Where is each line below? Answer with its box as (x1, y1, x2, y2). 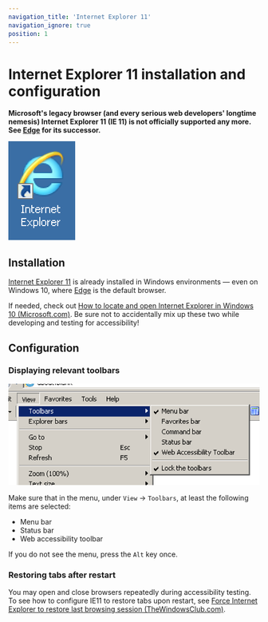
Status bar (19, 525, 54, 535)
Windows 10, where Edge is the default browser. (8, 286, 167, 295)
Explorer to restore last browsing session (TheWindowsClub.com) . (8, 604, 226, 614)
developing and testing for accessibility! (8, 318, 140, 327)
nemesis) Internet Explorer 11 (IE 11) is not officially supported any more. (8, 117, 251, 127)
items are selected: (8, 501, 71, 511)
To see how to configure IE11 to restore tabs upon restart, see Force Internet (8, 596, 258, 606)
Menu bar (19, 517, 52, 527)
